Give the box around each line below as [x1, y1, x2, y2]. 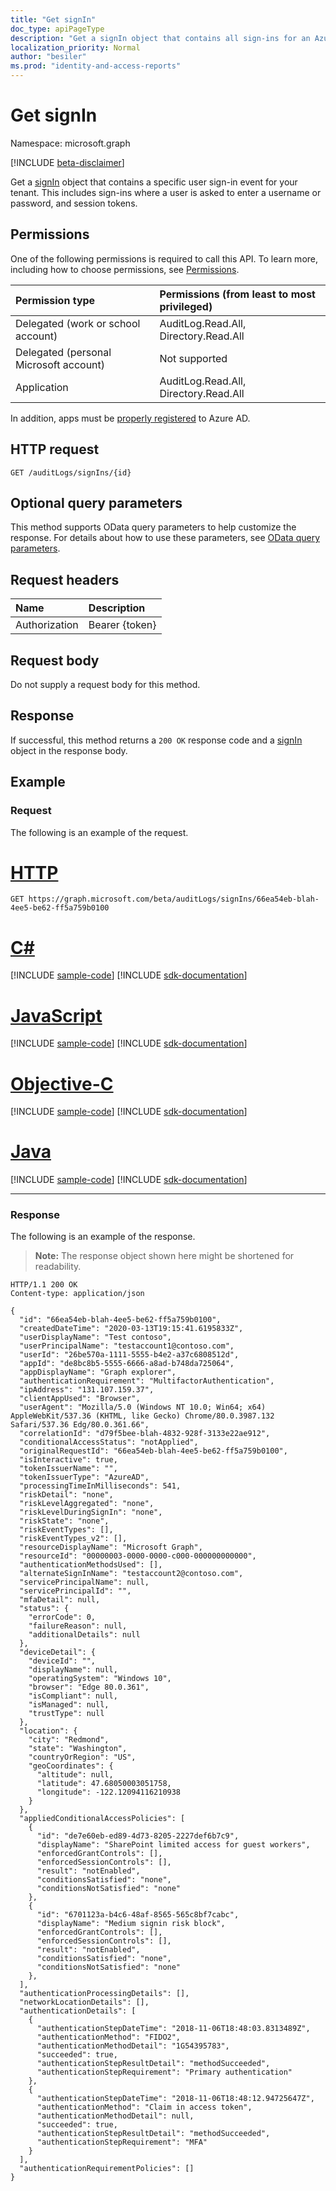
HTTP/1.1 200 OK [10, 1280, 78, 1290]
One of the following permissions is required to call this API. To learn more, [10, 252, 319, 265]
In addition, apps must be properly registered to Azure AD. [10, 412, 251, 424]
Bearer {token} [88, 618, 157, 632]
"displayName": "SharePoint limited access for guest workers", [36, 1840, 311, 1850]
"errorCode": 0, [28, 1612, 97, 1623]
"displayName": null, [28, 1665, 118, 1675]
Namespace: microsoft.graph [10, 137, 131, 149]
